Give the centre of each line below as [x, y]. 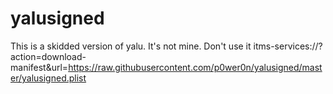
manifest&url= [39, 67]
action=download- [48, 56]
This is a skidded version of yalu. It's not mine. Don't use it [131, 46]
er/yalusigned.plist [48, 78]
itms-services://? [288, 46]
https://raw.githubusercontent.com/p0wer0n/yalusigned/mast [195, 67]
